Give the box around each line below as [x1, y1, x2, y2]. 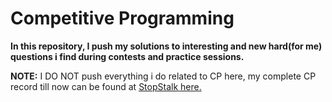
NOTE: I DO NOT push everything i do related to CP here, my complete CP [10, 70, 317, 82]
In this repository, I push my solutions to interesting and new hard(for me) [10, 40, 323, 52]
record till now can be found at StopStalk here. [10, 80, 202, 92]
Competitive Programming [10, 7, 235, 30]
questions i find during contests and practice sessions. [10, 50, 245, 62]
